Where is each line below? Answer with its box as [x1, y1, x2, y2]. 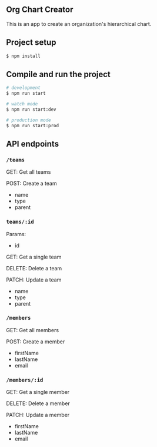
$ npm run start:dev [6, 106, 57, 112]
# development [6, 85, 41, 91]
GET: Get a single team [6, 253, 62, 260]
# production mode [6, 117, 51, 123]
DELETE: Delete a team [6, 264, 62, 271]
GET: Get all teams [6, 168, 51, 176]
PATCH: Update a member [6, 412, 70, 419]
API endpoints [6, 138, 59, 149]
